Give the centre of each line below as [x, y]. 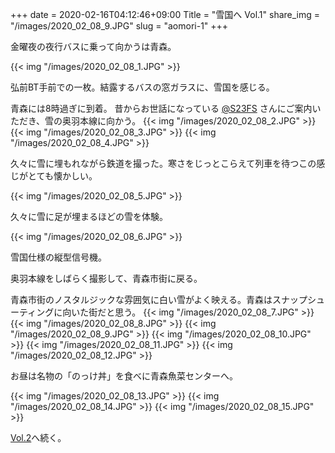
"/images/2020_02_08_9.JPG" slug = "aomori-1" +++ [119, 26]
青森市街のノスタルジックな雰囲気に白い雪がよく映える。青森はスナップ [159, 299]
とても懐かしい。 [62, 176]
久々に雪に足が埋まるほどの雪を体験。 [89, 216]
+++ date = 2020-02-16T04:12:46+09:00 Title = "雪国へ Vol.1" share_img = [165, 14]
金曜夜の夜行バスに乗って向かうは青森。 [93, 46]
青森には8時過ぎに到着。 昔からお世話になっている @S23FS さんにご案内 [161, 108]
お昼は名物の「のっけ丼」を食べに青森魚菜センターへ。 [124, 376]
